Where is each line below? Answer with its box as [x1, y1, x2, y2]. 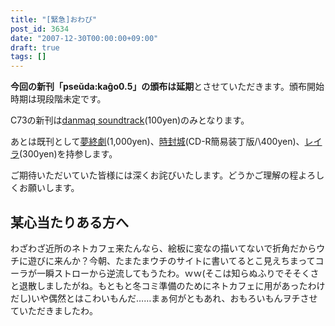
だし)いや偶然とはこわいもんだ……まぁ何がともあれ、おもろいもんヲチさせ [10, 292, 318, 304]
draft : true [10, 42, 60, 53]
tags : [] [10, 52, 47, 62]
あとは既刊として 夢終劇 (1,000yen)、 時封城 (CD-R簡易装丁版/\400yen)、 [10, 136, 305, 148]
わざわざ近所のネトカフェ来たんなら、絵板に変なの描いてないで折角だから [10, 242, 317, 254]
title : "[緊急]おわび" [10, 14, 98, 25]
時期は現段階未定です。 [10, 93, 107, 105]
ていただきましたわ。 [10, 304, 98, 316]
